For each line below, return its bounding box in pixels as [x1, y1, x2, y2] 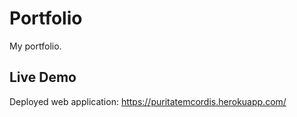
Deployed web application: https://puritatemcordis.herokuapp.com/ [9, 95, 287, 107]
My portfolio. [9, 40, 62, 52]
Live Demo [9, 69, 77, 86]
